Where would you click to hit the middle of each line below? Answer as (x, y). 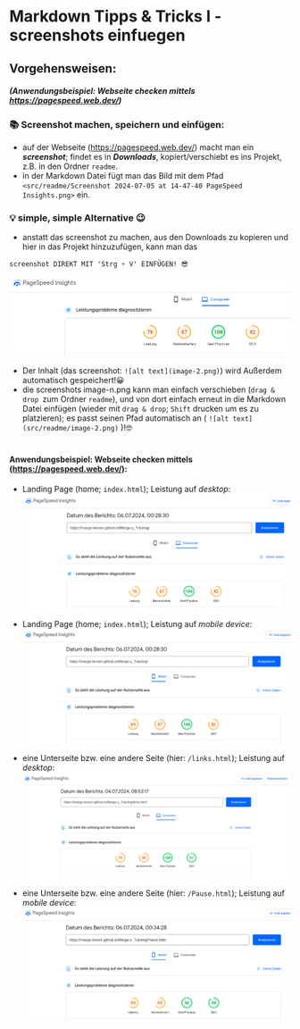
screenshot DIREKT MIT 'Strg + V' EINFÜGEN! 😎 (99, 264)
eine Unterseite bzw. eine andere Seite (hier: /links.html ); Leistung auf (154, 757)
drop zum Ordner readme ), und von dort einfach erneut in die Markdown (154, 399)
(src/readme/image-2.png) (70, 429)
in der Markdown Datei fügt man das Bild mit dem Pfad (123, 175)
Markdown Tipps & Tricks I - (116, 17)
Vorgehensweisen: (63, 68)
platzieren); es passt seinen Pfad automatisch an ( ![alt (125, 418)
